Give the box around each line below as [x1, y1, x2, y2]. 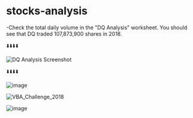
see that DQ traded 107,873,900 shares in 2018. [6, 30, 122, 37]
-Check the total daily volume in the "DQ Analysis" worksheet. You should [6, 24, 188, 31]
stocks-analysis [6, 4, 88, 18]
